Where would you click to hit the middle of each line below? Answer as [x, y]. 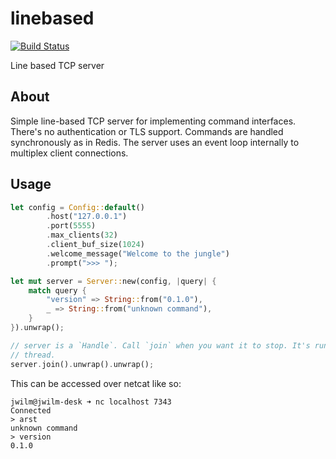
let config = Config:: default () [77, 207]
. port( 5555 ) [71, 226]
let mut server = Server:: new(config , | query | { [113, 281]
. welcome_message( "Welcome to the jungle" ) [138, 253]
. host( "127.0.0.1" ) [87, 217]
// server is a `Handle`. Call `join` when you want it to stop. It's [160, 345]
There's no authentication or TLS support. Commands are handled [147, 131]
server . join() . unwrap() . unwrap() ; [82, 364]
